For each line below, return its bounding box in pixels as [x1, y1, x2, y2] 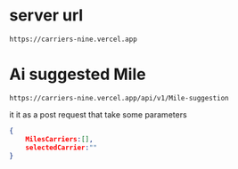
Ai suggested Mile [9, 64, 146, 84]
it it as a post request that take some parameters [9, 109, 187, 120]
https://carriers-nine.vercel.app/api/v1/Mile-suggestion [9, 93, 229, 102]
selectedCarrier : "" [25, 143, 98, 152]
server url [9, 5, 84, 26]
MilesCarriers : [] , [25, 134, 94, 143]
